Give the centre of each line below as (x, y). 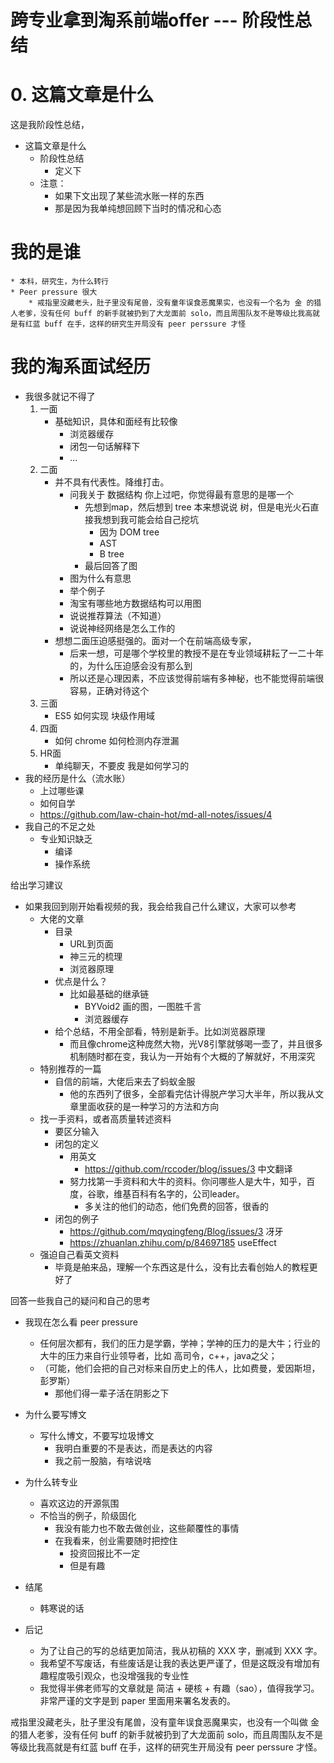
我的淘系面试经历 (81, 367)
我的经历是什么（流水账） (77, 778)
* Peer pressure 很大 (54, 292)
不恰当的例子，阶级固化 (88, 1515)
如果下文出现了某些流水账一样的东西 (129, 196)
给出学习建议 (36, 885)
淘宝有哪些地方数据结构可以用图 (135, 603)
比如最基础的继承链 (109, 994)
